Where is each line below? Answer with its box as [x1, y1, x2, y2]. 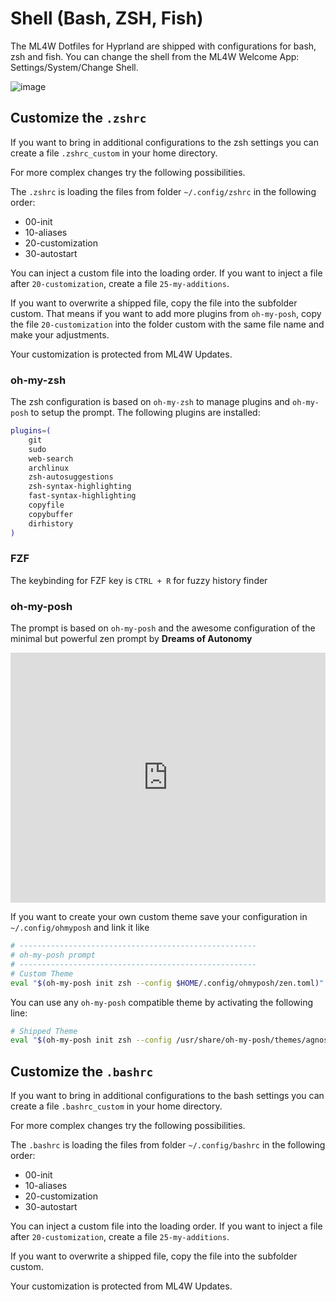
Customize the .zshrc [10, 110, 147, 127]
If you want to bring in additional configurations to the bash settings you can [10, 1090, 325, 1102]
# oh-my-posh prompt [10, 950, 97, 961]
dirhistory [28, 518, 74, 529]
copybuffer [28, 509, 74, 519]
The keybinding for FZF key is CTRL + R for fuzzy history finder [10, 574, 268, 586]
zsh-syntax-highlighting [28, 482, 132, 492]
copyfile [28, 500, 65, 511]
